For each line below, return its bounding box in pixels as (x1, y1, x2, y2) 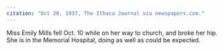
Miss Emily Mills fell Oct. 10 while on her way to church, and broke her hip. (6, 29, 218, 37)
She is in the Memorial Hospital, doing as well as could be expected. (6, 35, 201, 44)
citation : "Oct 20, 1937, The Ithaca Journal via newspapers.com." (6, 10, 205, 17)
